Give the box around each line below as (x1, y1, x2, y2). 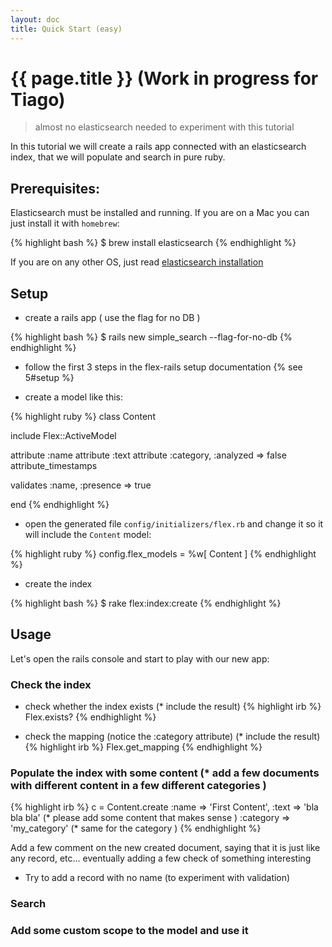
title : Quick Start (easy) (10, 24, 123, 34)
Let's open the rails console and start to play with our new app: (10, 652, 270, 665)
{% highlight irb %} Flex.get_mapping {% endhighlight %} (24, 741, 263, 753)
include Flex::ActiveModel (10, 430, 117, 442)
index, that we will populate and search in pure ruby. (10, 151, 226, 163)
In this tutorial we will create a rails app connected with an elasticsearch (10, 141, 307, 153)
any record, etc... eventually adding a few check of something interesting (10, 852, 312, 865)
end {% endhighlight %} (10, 499, 110, 511)
